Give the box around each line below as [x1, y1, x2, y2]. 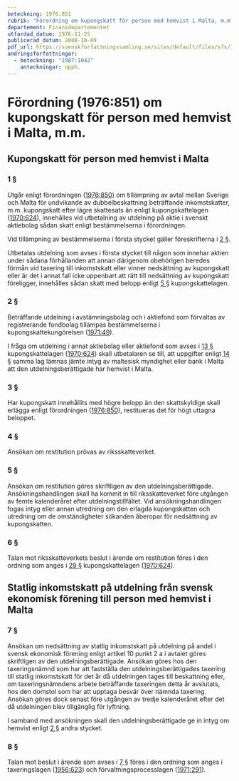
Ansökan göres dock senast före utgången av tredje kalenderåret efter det [7, 695, 225, 703]
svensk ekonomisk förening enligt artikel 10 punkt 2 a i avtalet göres [7, 649, 206, 658]
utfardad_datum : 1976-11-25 [7, 30, 91, 38]
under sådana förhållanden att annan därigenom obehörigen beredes [7, 256, 210, 265]
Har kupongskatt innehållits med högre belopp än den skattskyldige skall [7, 399, 221, 407]
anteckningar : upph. [20, 63, 81, 71]
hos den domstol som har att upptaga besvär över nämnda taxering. [7, 687, 207, 695]
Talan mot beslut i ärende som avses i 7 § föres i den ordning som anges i [7, 757, 223, 766]
